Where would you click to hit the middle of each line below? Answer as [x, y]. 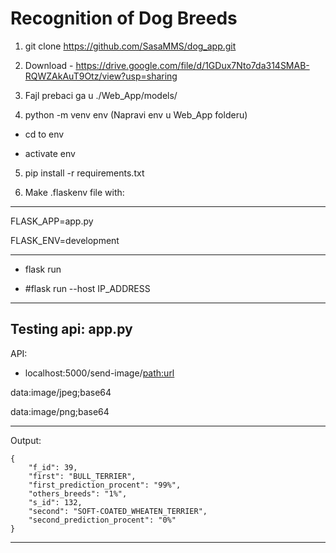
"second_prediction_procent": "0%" [102, 520]
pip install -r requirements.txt [84, 173]
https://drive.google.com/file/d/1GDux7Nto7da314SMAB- [192, 65]
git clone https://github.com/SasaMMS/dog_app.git [130, 46]
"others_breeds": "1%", [78, 493]
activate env [50, 153]
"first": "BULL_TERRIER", [82, 476]
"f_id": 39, [53, 467]
